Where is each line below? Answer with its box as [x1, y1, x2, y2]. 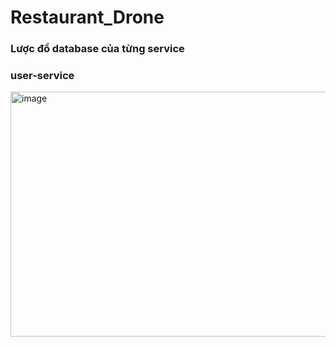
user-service [10, 69, 75, 83]
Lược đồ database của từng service [10, 42, 185, 56]
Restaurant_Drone [10, 6, 165, 29]
